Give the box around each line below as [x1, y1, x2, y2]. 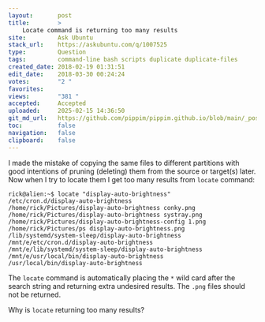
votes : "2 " [8, 77, 73, 85]
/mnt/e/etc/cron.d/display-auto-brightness [8, 238, 154, 246]
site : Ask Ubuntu [8, 33, 93, 42]
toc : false [8, 122, 77, 129]
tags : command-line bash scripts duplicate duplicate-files [8, 56, 238, 64]
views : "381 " [8, 92, 80, 100]
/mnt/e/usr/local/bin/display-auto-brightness [8, 252, 164, 260]
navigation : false [8, 129, 77, 137]
